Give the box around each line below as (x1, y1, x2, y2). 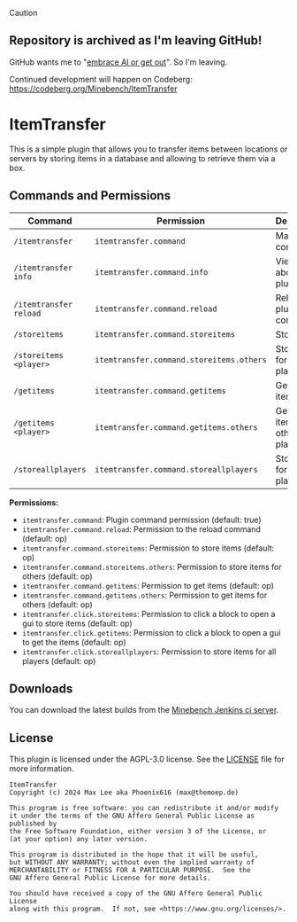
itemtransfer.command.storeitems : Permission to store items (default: (21, 543, 275, 553)
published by (9, 819, 57, 828)
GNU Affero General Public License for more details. (9, 873, 212, 883)
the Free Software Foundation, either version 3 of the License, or (9, 827, 267, 836)
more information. (9, 763, 74, 774)
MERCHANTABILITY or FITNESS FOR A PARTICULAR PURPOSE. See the (9, 866, 251, 875)
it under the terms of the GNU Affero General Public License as (9, 811, 255, 821)
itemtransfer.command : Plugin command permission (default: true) (21, 514, 263, 525)
